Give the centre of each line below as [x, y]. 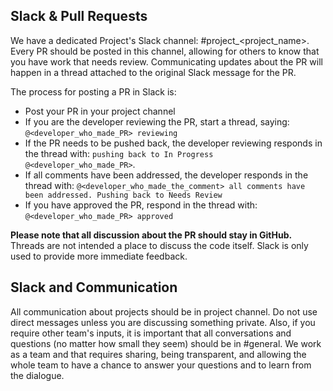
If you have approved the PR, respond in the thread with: [141, 205]
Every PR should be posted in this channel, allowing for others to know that [165, 51]
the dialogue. [37, 375]
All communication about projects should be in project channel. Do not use [164, 311]
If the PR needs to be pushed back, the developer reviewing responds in [173, 143]
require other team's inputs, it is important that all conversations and [151, 333]
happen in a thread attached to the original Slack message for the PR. [153, 72]
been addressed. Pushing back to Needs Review [123, 195]
